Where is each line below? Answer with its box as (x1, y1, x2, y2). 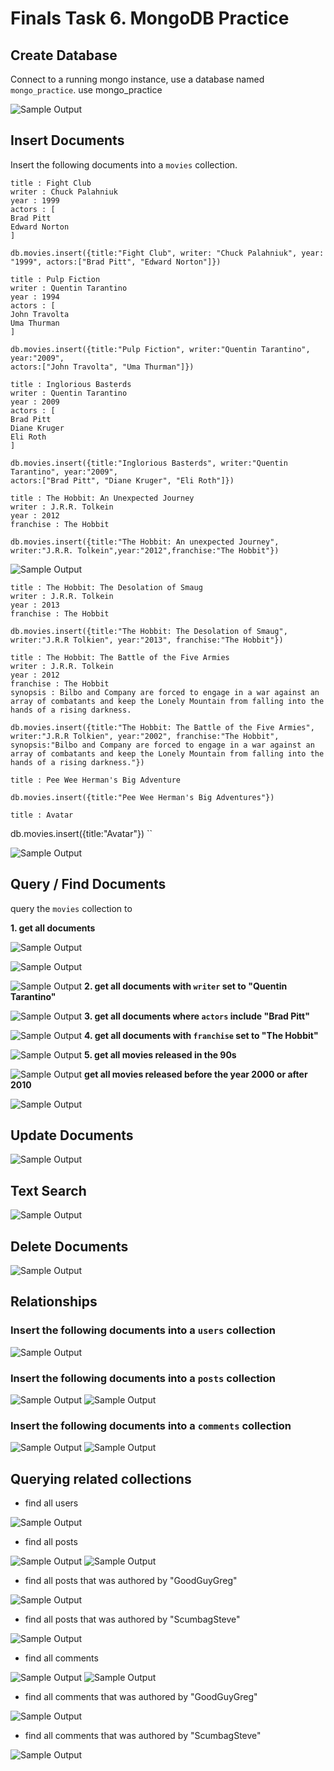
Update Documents (10, 1127, 134, 1144)
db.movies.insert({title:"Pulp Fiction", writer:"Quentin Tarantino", (10, 344, 311, 354)
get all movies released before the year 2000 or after (84, 1068, 308, 1080)
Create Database (10, 47, 118, 64)
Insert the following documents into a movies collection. (10, 158, 238, 171)
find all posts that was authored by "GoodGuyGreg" (24, 1575, 238, 1587)
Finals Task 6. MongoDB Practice (10, 7, 290, 30)
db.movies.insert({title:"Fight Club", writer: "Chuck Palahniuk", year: (10, 248, 325, 258)
